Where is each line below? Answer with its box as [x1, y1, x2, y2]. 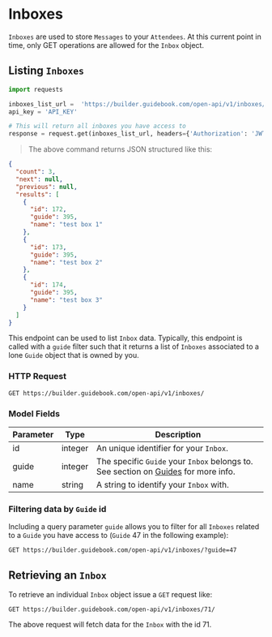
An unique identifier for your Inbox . [96, 442, 228, 454]
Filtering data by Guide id [8, 503, 107, 514]
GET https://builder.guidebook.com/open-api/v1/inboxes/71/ [8, 605, 216, 613]
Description [155, 428, 202, 440]
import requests [8, 85, 63, 93]
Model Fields [8, 407, 61, 419]
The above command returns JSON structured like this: [28, 144, 213, 154]
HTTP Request [8, 371, 67, 382]
